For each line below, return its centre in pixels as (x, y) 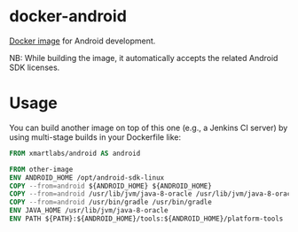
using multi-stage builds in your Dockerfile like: (95, 137)
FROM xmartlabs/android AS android (75, 153)
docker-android (68, 16)
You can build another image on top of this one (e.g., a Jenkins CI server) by (149, 128)
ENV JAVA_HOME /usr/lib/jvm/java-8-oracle (89, 211)
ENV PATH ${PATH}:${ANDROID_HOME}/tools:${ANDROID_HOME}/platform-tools (146, 219)
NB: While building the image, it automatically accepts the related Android (144, 58)
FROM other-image (41, 169)
